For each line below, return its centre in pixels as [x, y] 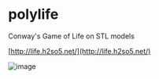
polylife [33, 14]
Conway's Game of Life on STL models [72, 36]
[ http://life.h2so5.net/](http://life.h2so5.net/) [79, 51]
